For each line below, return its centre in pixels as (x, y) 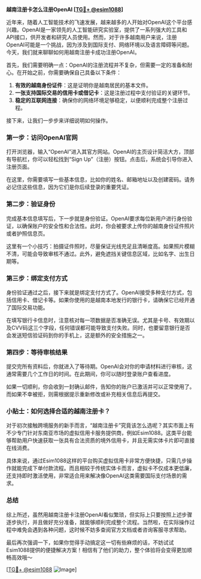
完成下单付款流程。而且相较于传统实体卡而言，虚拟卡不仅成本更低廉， (108, 468)
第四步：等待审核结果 (37, 352)
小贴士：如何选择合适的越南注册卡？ (58, 411)
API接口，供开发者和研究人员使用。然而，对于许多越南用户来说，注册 (92, 37)
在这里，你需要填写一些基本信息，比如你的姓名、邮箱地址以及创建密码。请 (98, 180)
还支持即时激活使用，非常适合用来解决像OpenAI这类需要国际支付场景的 (94, 476)
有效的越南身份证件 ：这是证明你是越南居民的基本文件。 (83, 85)
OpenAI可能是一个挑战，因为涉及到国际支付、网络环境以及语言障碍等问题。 (99, 45)
